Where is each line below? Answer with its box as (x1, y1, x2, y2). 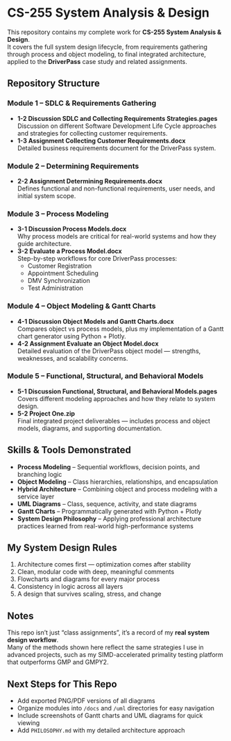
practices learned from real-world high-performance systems (17, 521, 194, 530)
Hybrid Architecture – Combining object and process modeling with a (17, 484, 218, 493)
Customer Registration (27, 262, 92, 270)
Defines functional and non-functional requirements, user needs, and (17, 184, 215, 193)
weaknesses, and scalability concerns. (17, 354, 128, 362)
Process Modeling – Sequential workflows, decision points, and (17, 462, 200, 471)
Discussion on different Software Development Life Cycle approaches (17, 122, 217, 130)
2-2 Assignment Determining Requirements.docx (17, 177, 163, 185)
